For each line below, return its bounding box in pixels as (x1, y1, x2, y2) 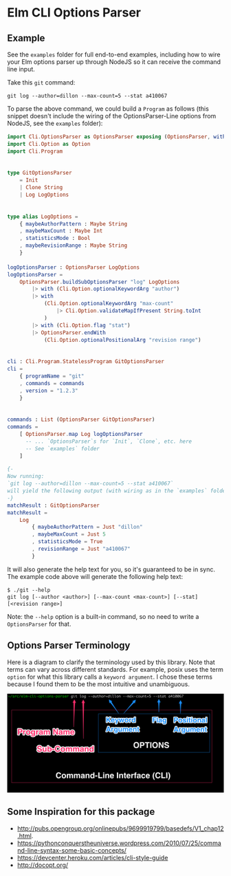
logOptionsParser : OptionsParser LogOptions (7, 263, 140, 271)
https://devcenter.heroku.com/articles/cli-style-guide (16, 853, 168, 862)
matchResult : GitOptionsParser (7, 502, 100, 509)
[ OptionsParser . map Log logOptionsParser (19, 430, 143, 437)
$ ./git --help (7, 587, 51, 593)
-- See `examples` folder (25, 445, 100, 452)
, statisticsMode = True (32, 538, 103, 545)
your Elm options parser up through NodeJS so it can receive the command (7, 58, 221, 66)
